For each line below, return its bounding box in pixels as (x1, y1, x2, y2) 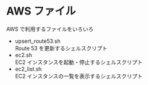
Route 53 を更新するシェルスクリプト (14, 45, 108, 52)
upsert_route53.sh (14, 37, 61, 45)
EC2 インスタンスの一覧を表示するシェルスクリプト (14, 72, 143, 80)
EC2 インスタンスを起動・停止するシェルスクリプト (14, 58, 143, 66)
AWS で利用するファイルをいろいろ (6, 25, 94, 33)
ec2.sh (14, 51, 32, 58)
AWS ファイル (6, 4, 76, 18)
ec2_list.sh (14, 65, 42, 72)
